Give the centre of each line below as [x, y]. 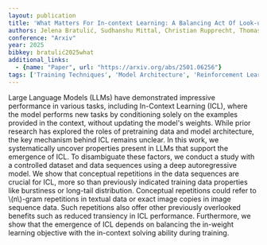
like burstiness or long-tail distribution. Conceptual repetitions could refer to [132, 190]
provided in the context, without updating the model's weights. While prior [130, 122]
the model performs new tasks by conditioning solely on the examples [123, 114]
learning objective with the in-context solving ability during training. [119, 232]
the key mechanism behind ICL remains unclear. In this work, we [114, 139]
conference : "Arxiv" [43, 38]
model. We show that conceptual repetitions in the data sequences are [124, 173]
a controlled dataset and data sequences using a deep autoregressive [122, 165]
